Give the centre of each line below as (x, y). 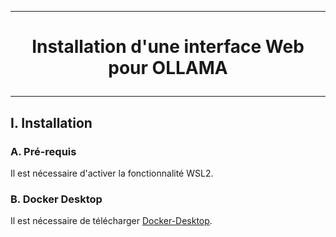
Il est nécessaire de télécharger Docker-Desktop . (111, 221)
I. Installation (51, 122)
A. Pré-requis (43, 151)
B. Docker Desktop (56, 199)
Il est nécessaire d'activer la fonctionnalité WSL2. (112, 173)
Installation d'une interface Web (168, 47)
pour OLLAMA (168, 68)
